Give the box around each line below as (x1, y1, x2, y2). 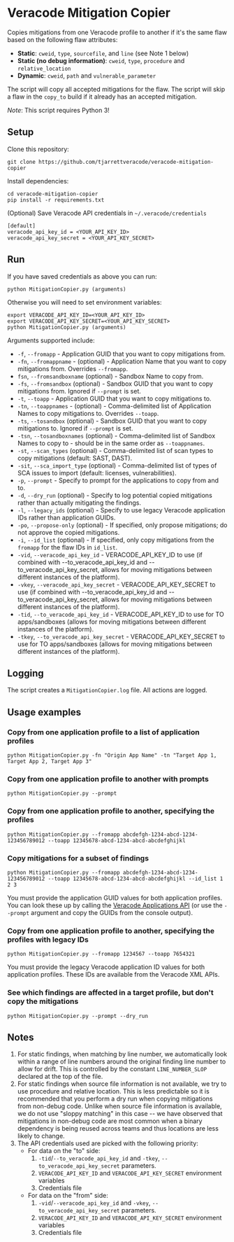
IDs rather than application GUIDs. (17, 513, 116, 522)
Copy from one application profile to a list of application (7, 727, 200, 737)
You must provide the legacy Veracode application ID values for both (7, 963, 205, 971)
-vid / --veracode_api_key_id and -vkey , (38, 1199, 151, 1207)
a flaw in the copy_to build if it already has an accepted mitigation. (7, 92, 197, 101)
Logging (7, 667, 44, 679)
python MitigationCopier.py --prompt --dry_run (7, 1012, 149, 1019)
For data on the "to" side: (27, 1147, 101, 1155)
